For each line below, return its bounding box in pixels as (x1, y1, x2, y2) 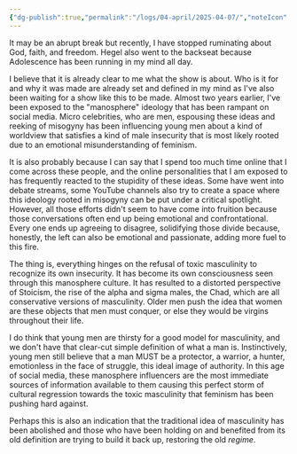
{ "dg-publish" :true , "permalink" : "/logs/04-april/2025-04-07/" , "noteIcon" (9, 12, 288, 22)
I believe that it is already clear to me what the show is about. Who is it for (9, 73, 279, 84)
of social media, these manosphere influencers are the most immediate (9, 370, 269, 380)
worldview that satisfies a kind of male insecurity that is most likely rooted (9, 129, 279, 140)
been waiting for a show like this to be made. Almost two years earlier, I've (9, 92, 281, 103)
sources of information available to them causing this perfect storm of (9, 379, 264, 390)
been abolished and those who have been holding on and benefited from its (9, 425, 286, 435)
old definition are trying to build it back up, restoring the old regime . (9, 434, 256, 444)
